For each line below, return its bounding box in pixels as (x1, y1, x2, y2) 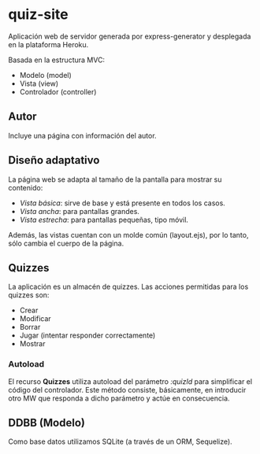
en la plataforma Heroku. (8, 39, 89, 49)
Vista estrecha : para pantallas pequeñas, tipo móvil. (19, 215, 189, 224)
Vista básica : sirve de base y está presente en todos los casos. (19, 198, 226, 208)
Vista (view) (19, 79, 59, 88)
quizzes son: (8, 290, 50, 300)
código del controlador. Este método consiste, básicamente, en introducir (8, 385, 247, 394)
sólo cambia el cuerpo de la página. (8, 238, 124, 248)
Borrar (19, 323, 41, 332)
